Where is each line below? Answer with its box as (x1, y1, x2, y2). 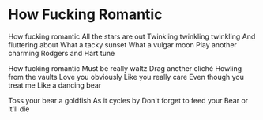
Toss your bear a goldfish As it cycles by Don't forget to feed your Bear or (8, 96, 249, 105)
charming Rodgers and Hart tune (8, 48, 115, 58)
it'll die (8, 104, 30, 114)
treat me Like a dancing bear (8, 81, 102, 90)
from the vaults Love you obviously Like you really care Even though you (8, 72, 245, 81)
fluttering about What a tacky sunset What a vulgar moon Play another (8, 39, 237, 49)
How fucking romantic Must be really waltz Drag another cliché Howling (8, 63, 242, 73)
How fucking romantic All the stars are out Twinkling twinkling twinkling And (8, 32, 256, 41)
